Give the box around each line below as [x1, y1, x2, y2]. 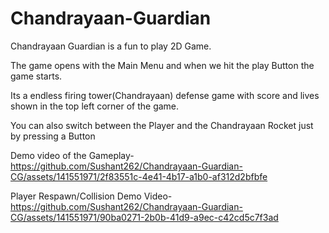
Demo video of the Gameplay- [10, 149, 135, 161]
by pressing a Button [10, 130, 96, 142]
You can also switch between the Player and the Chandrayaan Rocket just [10, 119, 314, 131]
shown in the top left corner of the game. [10, 100, 180, 112]
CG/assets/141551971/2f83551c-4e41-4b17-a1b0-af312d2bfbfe [10, 170, 268, 182]
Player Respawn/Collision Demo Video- [10, 190, 173, 202]
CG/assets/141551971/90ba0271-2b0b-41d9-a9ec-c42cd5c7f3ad [10, 211, 279, 223]
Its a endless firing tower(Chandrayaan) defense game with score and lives [10, 89, 320, 101]
